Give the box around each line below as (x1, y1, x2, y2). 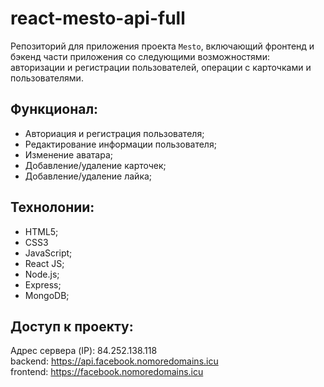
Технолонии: (10, 199, 95, 216)
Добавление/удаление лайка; (24, 170, 153, 182)
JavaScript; (24, 247, 73, 259)
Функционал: (10, 101, 99, 118)
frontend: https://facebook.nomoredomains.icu (10, 366, 204, 378)
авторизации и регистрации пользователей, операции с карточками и (10, 61, 312, 73)
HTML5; (24, 225, 59, 237)
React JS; (24, 257, 65, 269)
